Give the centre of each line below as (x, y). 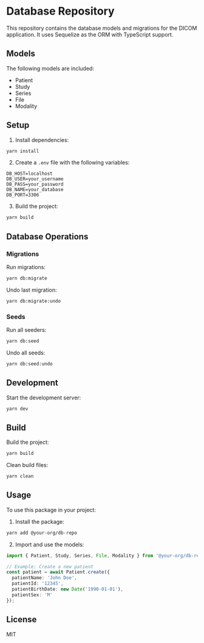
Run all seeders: (26, 330)
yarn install (23, 151)
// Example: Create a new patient (50, 567)
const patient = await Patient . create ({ (58, 572)
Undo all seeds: (26, 353)
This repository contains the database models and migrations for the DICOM (102, 28)
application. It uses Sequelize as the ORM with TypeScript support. (90, 34)
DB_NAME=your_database (35, 190)
